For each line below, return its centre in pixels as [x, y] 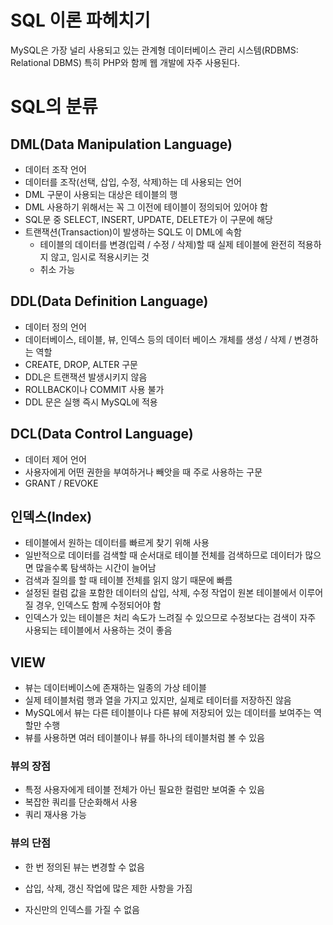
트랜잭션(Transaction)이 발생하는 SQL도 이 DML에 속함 [133, 232]
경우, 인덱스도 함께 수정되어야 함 [98, 605]
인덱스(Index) [51, 516]
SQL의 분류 [54, 107]
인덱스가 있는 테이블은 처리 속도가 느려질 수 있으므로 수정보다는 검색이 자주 [170, 618]
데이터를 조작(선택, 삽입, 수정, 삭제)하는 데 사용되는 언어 [133, 182]
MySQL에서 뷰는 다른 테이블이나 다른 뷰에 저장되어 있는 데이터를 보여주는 [168, 713]
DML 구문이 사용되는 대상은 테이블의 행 [101, 194]
